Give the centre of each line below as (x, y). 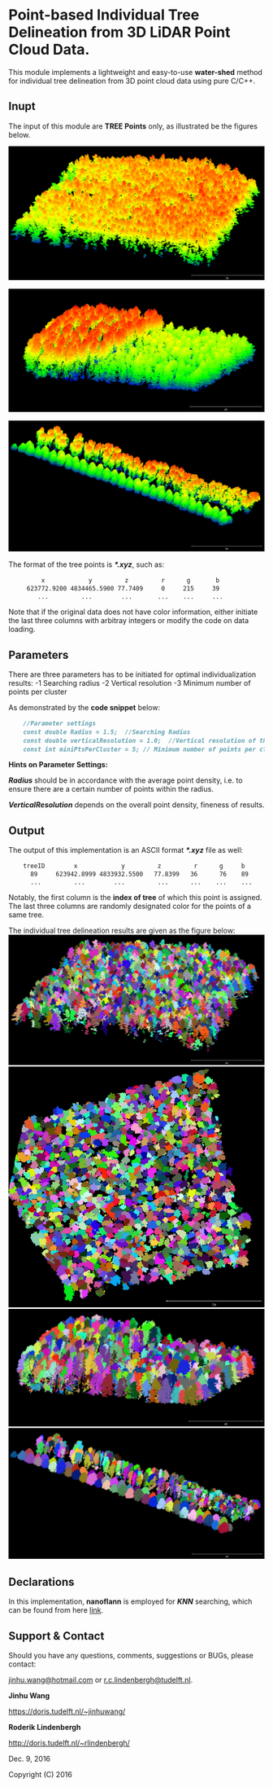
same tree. (26, 915)
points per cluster (38, 692)
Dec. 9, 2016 (30, 1758)
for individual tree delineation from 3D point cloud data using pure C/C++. (132, 81)
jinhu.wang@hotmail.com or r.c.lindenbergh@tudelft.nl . (101, 1679)
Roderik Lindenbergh (45, 1727)
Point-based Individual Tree (104, 15)
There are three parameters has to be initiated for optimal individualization (132, 674)
